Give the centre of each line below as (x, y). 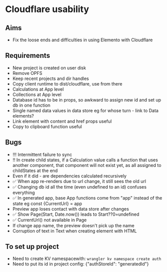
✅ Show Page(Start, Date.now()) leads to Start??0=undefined (76, 214)
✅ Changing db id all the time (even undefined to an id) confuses (79, 187)
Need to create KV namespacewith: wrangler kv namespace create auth (87, 259)
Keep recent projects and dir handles (51, 78)
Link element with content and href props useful (62, 121)
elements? (23, 116)
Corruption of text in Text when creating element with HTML (74, 231)
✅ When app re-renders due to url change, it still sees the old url (79, 181)
